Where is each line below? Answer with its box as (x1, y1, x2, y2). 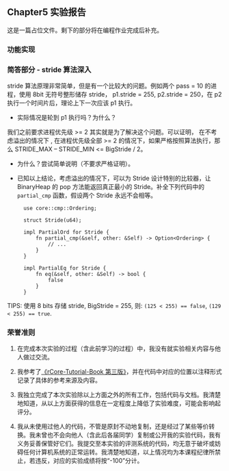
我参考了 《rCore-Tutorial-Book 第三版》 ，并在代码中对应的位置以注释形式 (16, 368, 222, 376)
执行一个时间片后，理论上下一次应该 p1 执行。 (7, 99, 137, 107)
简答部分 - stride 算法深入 (7, 64, 92, 74)
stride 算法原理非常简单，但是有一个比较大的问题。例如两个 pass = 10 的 (7, 81, 211, 90)
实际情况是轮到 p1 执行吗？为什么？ (16, 114, 117, 122)
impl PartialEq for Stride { (23, 265, 107, 272)
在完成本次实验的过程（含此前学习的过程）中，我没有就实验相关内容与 (16, 344, 215, 353)
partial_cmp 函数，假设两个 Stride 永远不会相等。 (16, 191, 157, 200)
